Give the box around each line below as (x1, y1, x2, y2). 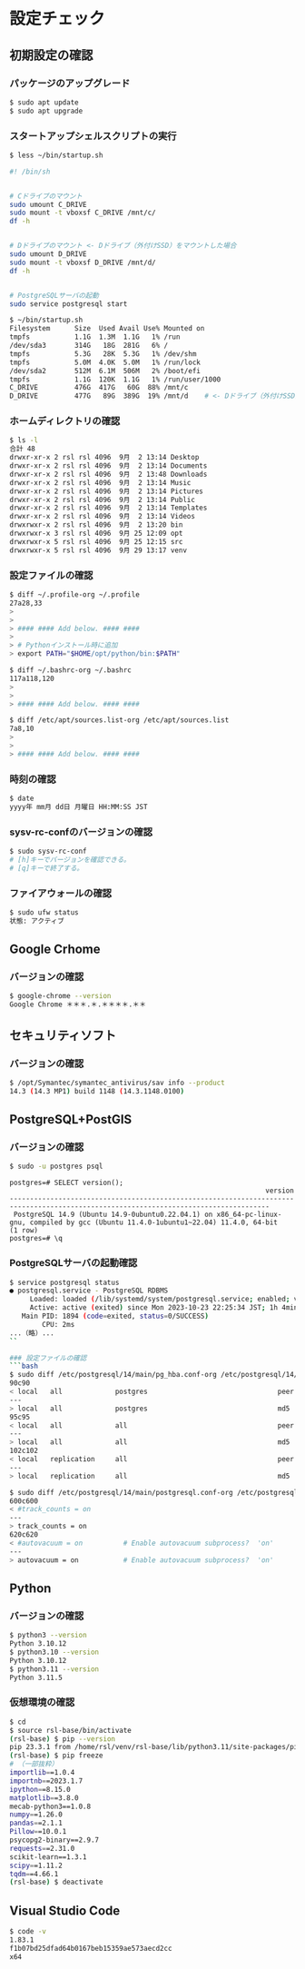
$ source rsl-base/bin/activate (9, 1726, 132, 1735)
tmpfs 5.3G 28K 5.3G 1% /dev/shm (9, 349, 197, 359)
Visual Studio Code (9, 1903, 121, 1918)
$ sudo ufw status (9, 908, 79, 917)
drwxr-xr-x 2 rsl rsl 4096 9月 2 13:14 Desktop (9, 453, 200, 462)
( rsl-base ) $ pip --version (9, 1734, 116, 1744)
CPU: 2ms (42, 1320, 75, 1329)
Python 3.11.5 (9, 1673, 64, 1682)
